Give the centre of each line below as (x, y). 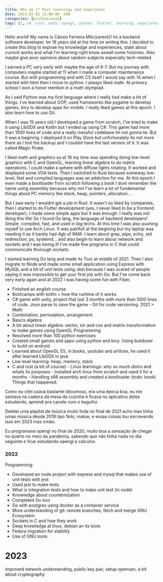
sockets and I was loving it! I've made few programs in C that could (72, 244)
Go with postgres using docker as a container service (65, 505)
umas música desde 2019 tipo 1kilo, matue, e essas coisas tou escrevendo (79, 417)
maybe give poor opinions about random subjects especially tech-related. (79, 58)
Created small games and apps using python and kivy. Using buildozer (82, 341)
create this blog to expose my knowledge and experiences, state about (76, 47)
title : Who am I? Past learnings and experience (55, 9)
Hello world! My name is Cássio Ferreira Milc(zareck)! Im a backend (73, 37)
